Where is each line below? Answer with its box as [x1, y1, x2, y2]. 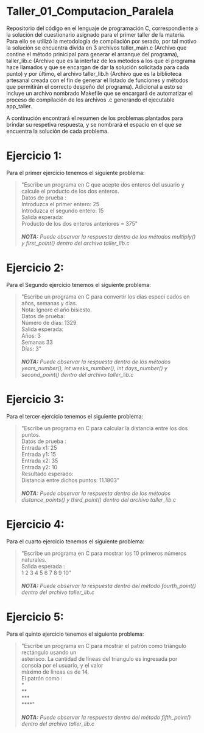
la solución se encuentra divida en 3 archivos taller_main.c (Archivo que [6, 44, 187, 51]
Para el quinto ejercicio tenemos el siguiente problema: [6, 630, 144, 638]
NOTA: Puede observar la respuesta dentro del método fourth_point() [21, 582, 197, 589]
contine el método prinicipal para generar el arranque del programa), [6, 50, 179, 58]
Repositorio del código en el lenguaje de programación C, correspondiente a [6, 24, 199, 32]
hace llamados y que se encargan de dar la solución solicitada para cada [6, 63, 189, 71]
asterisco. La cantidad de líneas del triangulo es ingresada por [21, 655, 178, 662]
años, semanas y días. [21, 299, 77, 307]
